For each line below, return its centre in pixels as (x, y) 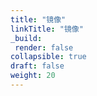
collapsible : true (48, 57)
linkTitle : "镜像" (47, 29)
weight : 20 (33, 76)
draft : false (37, 66)
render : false (44, 47)
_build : (26, 38)
